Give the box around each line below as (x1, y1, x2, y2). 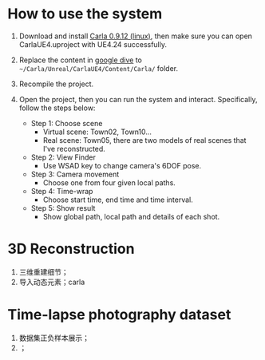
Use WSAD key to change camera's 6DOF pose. (42, 160, 202, 170)
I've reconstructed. (42, 144, 105, 153)
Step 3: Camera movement (30, 169, 120, 179)
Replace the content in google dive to (18, 55, 143, 65)
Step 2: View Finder (30, 152, 97, 162)
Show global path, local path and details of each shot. (42, 212, 220, 221)
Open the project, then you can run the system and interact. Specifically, (18, 94, 258, 104)
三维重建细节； (18, 267, 69, 276)
